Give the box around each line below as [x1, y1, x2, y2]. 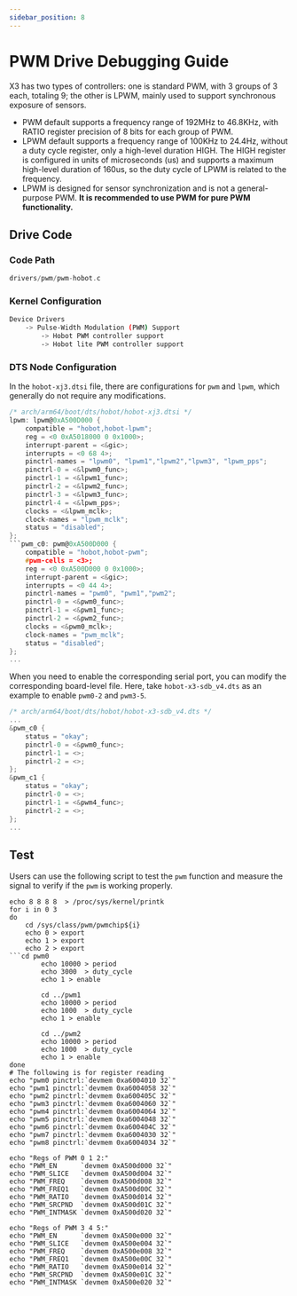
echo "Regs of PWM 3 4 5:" [9, 1224, 109, 1233]
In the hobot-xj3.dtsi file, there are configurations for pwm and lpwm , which [9, 381, 281, 391]
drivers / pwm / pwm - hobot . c [9, 274, 101, 283]
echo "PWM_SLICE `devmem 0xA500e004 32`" [9, 1239, 173, 1248]
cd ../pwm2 [41, 1030, 82, 1039]
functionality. [21, 202, 74, 212]
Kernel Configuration [9, 295, 102, 307]
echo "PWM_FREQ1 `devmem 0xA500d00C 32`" [9, 1185, 173, 1194]
